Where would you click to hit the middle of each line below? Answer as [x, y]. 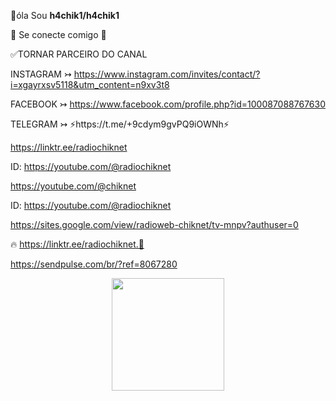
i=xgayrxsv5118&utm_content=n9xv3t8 [90, 84]
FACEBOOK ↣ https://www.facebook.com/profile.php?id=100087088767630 [168, 104]
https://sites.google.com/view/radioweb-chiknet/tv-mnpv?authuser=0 [154, 224]
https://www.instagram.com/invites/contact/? [167, 74]
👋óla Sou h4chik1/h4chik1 [65, 15]
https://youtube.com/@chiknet [73, 186]
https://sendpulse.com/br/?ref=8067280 [94, 264]
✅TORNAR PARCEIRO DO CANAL [79, 54]
